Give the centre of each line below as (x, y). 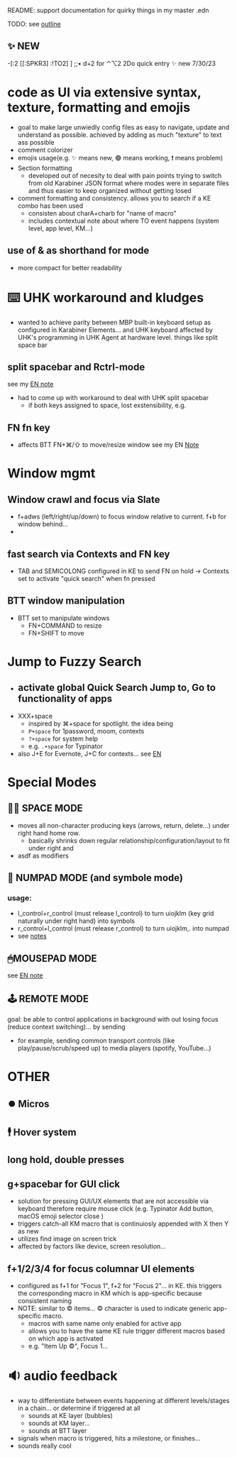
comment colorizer (45, 150)
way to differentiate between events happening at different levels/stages (123, 1400)
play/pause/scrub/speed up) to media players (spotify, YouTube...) (114, 1048)
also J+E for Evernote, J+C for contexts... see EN (89, 753)
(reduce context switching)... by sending (66, 1027)
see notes (32, 936)
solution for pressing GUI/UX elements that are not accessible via (113, 1201)
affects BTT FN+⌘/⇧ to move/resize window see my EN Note (108, 445)
